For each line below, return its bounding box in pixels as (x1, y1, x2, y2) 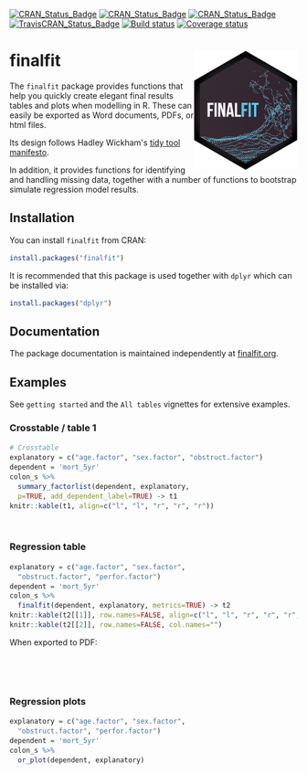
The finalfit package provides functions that (9, 80, 184, 91)
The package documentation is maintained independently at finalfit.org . (9, 348, 279, 359)
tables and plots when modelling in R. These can (9, 100, 193, 111)
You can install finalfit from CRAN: (9, 234, 147, 246)
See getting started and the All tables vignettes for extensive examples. (9, 398, 291, 410)
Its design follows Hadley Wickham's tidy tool (9, 137, 181, 148)
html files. (9, 119, 47, 130)
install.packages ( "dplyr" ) (9, 298, 112, 308)
